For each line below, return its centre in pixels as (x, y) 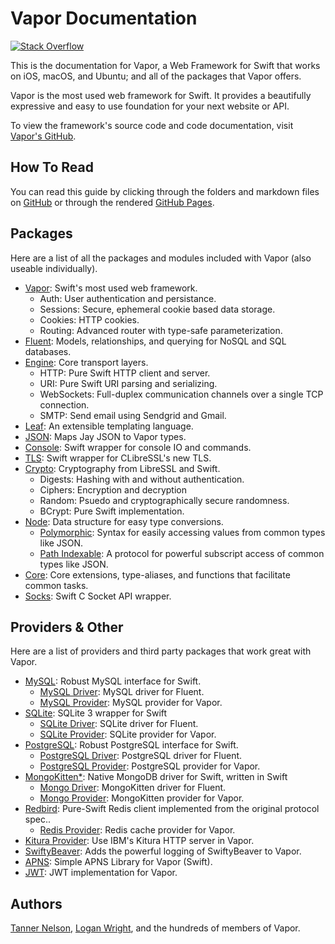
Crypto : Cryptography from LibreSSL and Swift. (122, 468)
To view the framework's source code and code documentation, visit (152, 125)
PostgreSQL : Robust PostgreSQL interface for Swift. (131, 745)
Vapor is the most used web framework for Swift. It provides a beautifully (161, 95)
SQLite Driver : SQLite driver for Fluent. (119, 724)
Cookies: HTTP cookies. (89, 319)
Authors (36, 903)
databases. (48, 351)
